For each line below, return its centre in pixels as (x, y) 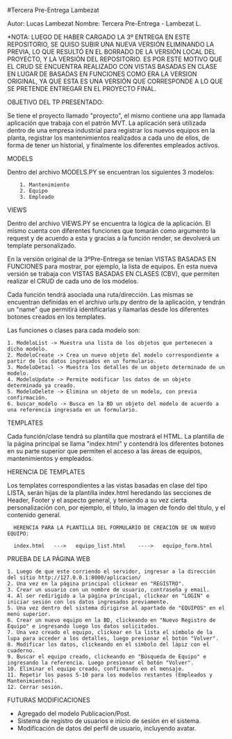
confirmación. (28, 398)
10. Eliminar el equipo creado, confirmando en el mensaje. (96, 669)
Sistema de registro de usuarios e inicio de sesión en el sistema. (109, 721)
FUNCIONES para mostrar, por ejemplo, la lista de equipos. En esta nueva (112, 266)
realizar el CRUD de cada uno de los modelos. (73, 281)
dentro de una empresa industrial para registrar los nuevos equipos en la (111, 130)
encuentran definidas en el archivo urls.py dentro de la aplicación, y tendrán (116, 302)
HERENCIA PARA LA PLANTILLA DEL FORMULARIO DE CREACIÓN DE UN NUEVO (115, 528)
